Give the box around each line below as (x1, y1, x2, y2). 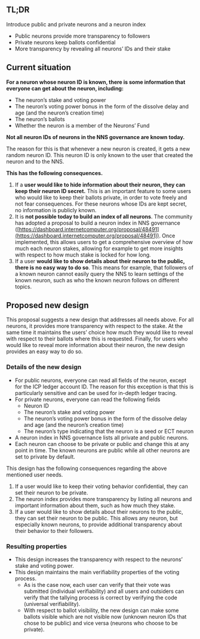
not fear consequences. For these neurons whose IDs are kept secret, (14, 200, 187, 207)
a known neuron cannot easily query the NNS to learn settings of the (14, 270, 184, 278)
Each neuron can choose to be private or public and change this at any (14, 440, 189, 447)
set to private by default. (14, 453, 76, 460)
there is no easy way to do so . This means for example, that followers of (14, 264, 194, 271)
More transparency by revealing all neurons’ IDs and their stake (14, 45, 171, 52)
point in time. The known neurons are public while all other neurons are (14, 447, 190, 454)
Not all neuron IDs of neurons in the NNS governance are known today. (6, 133, 185, 140)
